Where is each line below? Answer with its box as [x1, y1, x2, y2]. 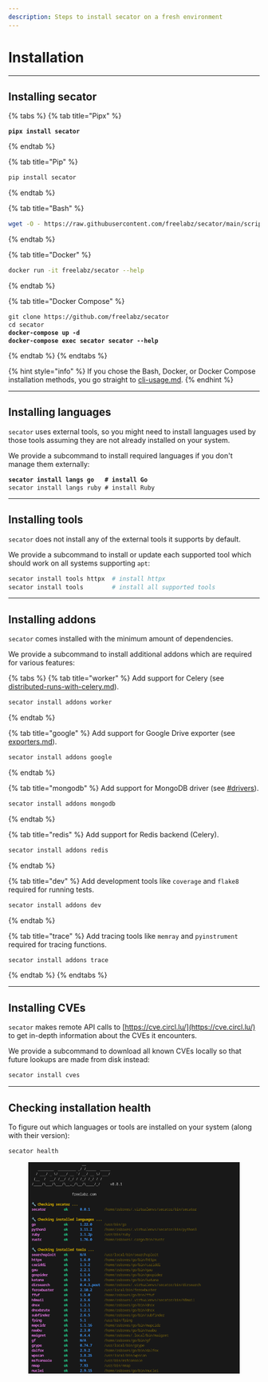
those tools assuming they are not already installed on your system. [8, 435, 231, 445]
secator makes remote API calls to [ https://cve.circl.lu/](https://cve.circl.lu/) [8, 1022, 256, 1032]
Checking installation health [8, 1100, 152, 1115]
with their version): [8, 1130, 70, 1140]
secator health [8, 1147, 59, 1155]
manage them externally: [8, 459, 90, 469]
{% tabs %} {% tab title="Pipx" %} [8, 111, 122, 121]
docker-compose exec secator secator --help [8, 337, 159, 345]
